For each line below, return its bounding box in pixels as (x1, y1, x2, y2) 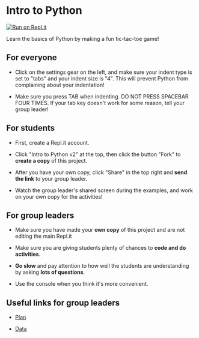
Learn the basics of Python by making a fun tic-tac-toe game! (6, 35, 159, 42)
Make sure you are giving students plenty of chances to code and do (14, 244, 186, 252)
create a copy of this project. (14, 157, 88, 164)
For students (6, 123, 55, 133)
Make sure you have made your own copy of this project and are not (14, 226, 185, 234)
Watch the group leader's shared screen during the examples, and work (14, 187, 194, 194)
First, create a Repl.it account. (14, 139, 90, 146)
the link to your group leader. (14, 175, 88, 182)
